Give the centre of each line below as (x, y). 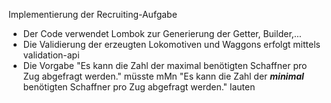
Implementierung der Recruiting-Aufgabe (93, 14)
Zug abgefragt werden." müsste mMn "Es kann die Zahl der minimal (163, 76)
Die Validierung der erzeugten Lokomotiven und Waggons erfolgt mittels (171, 44)
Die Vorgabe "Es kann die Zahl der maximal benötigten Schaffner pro (165, 65)
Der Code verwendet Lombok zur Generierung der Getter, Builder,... (162, 33)
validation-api (51, 55)
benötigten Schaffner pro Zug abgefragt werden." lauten (139, 87)
